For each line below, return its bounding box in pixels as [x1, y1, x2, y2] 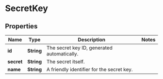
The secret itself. [46, 58, 85, 65]
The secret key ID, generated [46, 44, 113, 51]
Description [78, 37, 106, 43]
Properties [5, 22, 38, 30]
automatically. [46, 51, 79, 57]
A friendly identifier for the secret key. [46, 66, 133, 73]
